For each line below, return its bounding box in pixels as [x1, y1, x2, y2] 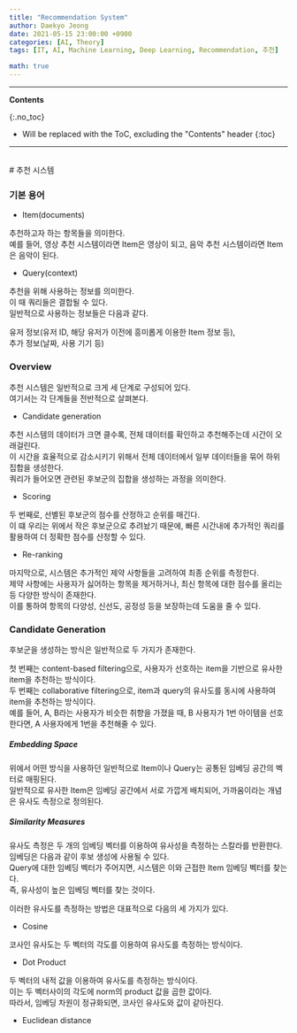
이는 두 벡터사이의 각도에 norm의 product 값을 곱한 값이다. [9, 986, 212, 997]
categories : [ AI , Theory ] [9, 37, 104, 47]
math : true [9, 62, 49, 71]
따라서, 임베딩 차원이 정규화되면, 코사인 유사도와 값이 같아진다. [9, 997, 224, 1007]
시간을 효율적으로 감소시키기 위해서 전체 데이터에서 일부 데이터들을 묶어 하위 [18, 451, 281, 461]
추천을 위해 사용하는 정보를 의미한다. [9, 286, 134, 297]
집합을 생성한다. [9, 462, 65, 473]
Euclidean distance [21, 1014, 92, 1025]
